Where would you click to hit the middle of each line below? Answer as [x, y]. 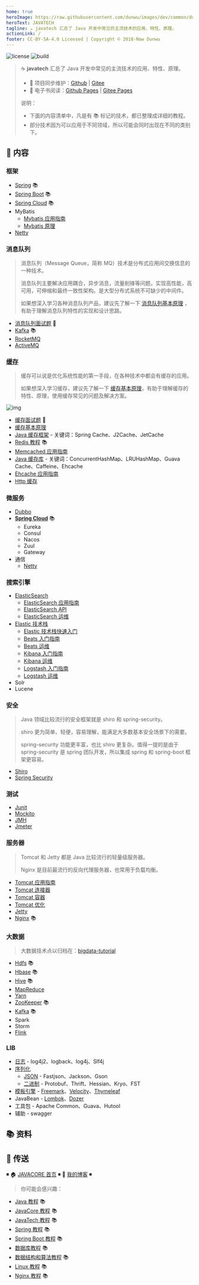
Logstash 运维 [41, 676]
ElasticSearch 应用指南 [52, 602]
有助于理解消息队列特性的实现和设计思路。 [73, 310]
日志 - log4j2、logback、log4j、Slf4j [59, 1062]
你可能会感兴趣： [41, 1189]
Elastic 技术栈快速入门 [51, 631]
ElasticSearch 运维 [46, 616]
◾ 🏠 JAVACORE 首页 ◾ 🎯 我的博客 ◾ [49, 1174]
